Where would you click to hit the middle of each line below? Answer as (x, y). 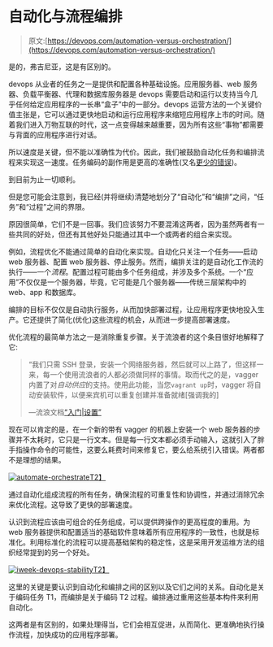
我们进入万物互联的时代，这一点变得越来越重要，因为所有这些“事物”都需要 (139, 124)
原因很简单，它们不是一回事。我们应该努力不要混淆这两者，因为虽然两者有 (133, 224)
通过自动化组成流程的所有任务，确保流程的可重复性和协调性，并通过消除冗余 (136, 494)
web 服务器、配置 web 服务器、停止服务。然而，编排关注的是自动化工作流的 (136, 262)
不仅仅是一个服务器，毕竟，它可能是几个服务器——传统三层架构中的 (133, 282)
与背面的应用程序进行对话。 (55, 134)
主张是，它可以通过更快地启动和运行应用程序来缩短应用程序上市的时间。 (136, 114)
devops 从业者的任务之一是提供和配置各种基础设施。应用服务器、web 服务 (133, 84)
